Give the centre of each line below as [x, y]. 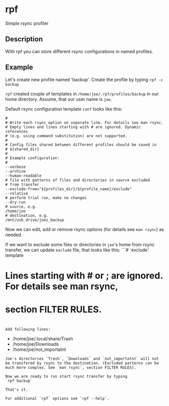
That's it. [17, 390]
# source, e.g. [21, 207]
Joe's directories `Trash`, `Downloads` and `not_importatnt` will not [82, 359]
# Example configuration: [32, 158]
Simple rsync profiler [27, 23]
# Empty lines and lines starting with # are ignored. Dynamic [73, 127]
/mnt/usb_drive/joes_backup [35, 220]
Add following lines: [28, 330]
